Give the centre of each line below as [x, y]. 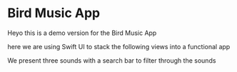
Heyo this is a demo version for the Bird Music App [82, 33]
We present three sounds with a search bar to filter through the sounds [112, 60]
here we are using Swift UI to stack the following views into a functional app [119, 46]
